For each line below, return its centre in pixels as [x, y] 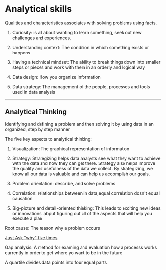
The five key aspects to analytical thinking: [49, 139]
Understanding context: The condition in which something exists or [81, 47]
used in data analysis [34, 92]
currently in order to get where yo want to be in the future [64, 252]
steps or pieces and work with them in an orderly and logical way [79, 67]
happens [21, 53]
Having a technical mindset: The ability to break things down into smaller [86, 62]
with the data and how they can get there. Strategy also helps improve [84, 163]
